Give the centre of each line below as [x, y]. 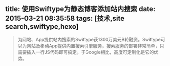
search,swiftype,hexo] [42, 27]
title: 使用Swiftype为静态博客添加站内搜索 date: [80, 9]
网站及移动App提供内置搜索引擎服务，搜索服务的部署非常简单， [93, 46]
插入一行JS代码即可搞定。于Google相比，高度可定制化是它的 [90, 52]
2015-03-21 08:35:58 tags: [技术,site [65, 18]
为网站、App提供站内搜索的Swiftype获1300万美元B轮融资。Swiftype [89, 39]
